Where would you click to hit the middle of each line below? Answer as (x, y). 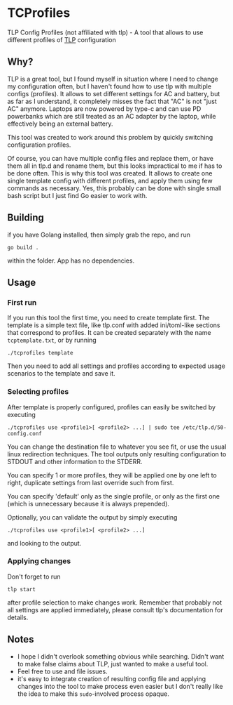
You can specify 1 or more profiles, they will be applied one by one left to (112, 475)
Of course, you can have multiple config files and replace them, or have (111, 158)
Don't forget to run (34, 576)
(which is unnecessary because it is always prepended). (89, 503)
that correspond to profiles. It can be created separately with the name (109, 333)
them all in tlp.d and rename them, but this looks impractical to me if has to (115, 166)
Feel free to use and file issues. (62, 671)
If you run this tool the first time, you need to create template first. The (108, 318)
